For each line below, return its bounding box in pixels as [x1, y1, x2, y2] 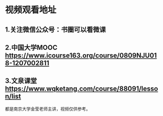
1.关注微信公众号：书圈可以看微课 [5, 25, 106, 34]
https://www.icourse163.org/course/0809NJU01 [5, 51, 157, 59]
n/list [5, 92, 21, 100]
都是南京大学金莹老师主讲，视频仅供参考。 [5, 106, 91, 112]
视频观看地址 [5, 4, 57, 16]
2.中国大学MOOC [5, 43, 57, 52]
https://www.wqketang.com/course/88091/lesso [5, 85, 158, 93]
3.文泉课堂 [5, 77, 37, 85]
